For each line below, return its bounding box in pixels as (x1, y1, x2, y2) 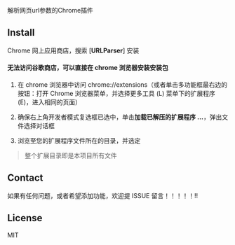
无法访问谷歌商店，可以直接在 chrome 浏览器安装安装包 (7, 64, 168, 72)
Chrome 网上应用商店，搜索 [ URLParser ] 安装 (7, 46, 140, 55)
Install (7, 27, 35, 38)
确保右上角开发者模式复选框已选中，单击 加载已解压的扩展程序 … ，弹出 (17, 113, 222, 121)
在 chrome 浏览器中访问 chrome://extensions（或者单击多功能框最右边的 (17, 80, 228, 89)
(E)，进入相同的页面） (17, 98, 82, 106)
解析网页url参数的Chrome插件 (7, 6, 93, 14)
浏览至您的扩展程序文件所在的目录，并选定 (17, 136, 141, 145)
